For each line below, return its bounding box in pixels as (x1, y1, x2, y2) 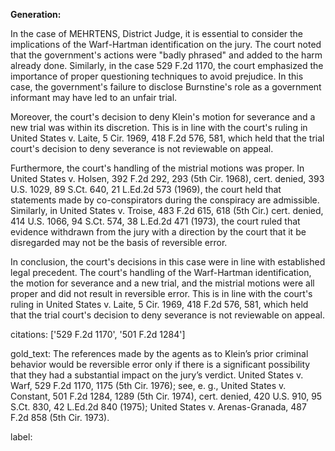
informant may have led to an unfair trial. (10, 92, 178, 103)
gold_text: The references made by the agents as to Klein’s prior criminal (10, 348, 309, 359)
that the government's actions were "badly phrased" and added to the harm (10, 49, 323, 61)
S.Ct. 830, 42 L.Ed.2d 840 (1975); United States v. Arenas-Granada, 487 (10, 401, 307, 413)
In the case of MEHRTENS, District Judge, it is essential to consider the (10, 28, 304, 39)
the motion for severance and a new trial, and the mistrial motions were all (10, 277, 315, 289)
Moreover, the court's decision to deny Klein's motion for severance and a (10, 111, 316, 123)
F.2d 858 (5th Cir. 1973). (10, 412, 110, 423)
